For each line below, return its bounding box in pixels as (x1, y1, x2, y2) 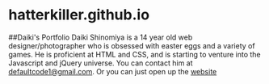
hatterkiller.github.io (8, 6, 150, 24)
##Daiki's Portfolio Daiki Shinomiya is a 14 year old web (8, 32, 193, 42)
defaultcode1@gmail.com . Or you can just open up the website (8, 66, 217, 76)
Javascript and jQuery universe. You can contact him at (8, 58, 193, 68)
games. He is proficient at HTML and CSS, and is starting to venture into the (8, 49, 261, 59)
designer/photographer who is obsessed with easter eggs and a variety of (8, 40, 256, 50)
